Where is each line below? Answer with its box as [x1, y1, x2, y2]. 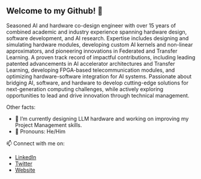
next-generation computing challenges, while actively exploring [6, 85, 164, 93]
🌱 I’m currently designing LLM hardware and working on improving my [14, 115, 189, 122]
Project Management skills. [14, 121, 82, 129]
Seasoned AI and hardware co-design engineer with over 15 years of [6, 22, 176, 29]
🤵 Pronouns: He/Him [14, 128, 66, 135]
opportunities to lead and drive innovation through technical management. [6, 92, 190, 99]
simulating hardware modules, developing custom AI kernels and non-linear [6, 41, 193, 48]
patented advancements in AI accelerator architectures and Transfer [6, 60, 175, 67]
